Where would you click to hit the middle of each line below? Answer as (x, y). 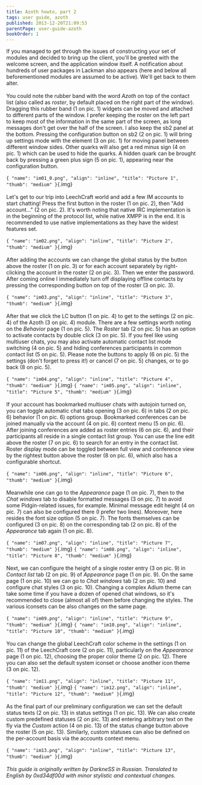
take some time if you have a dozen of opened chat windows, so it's (90, 594)
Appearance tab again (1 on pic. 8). (50, 531)
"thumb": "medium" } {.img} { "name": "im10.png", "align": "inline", (94, 625)
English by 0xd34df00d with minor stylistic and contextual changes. (91, 775)
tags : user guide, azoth (37, 17)
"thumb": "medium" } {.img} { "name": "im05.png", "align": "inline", (94, 385)
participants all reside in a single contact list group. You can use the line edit (100, 436)
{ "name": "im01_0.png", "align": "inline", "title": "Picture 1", (93, 179)
